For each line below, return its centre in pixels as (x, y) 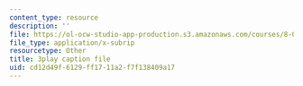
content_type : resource (54, 17)
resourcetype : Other (48, 51)
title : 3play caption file (60, 59)
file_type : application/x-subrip (72, 43)
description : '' (40, 26)
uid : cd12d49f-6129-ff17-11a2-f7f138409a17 (92, 68)
